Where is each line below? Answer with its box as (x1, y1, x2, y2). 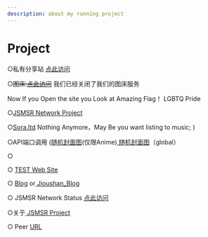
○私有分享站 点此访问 (7, 65, 70, 73)
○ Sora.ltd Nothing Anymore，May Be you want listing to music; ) (7, 123, 195, 131)
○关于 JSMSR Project (7, 208, 70, 217)
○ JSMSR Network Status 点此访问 (7, 194, 109, 202)
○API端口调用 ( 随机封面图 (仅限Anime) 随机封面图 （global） (7, 137, 180, 146)
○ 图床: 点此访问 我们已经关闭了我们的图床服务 (7, 79, 140, 88)
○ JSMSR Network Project (7, 108, 83, 116)
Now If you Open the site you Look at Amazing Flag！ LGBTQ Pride (7, 94, 201, 102)
